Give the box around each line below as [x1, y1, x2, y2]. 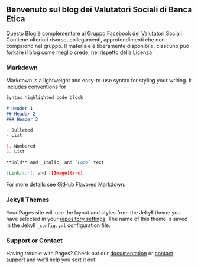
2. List [6, 149, 25, 155]
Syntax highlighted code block [6, 95, 83, 101]
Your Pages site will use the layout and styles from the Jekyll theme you [6, 209, 181, 216]
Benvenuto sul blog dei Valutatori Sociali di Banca [6, 5, 193, 15]
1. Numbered [6, 143, 35, 149]
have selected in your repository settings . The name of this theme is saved [6, 216, 188, 223]
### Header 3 [6, 116, 38, 122]
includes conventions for [6, 83, 67, 91]
